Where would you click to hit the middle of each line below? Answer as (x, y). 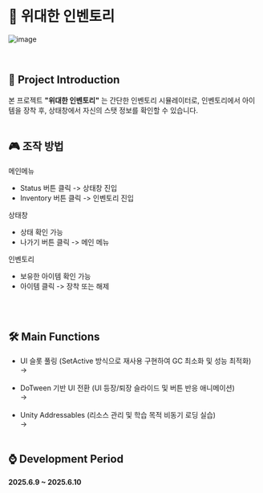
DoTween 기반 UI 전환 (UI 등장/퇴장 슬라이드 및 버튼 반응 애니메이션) (127, 388)
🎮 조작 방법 (36, 146)
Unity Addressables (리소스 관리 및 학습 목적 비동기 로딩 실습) (118, 415)
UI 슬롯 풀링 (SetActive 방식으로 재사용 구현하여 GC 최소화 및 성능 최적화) (136, 361)
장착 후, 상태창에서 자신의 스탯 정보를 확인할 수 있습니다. (111, 110)
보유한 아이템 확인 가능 (55, 276)
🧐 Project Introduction (64, 80)
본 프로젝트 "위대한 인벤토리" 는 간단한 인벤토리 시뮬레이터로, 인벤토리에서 (124, 100)
